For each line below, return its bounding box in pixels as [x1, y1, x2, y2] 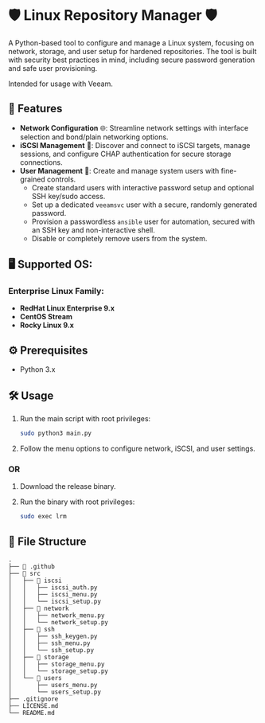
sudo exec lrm [19, 513, 67, 521]
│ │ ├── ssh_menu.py [8, 639, 91, 647]
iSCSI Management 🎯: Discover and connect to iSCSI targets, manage [19, 140, 251, 150]
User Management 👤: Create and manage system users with [19, 166, 220, 175]
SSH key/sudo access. [31, 191, 106, 201]
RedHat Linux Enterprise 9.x [19, 303, 115, 313]
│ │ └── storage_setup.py [8, 666, 109, 675]
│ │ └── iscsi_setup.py [8, 597, 102, 605]
